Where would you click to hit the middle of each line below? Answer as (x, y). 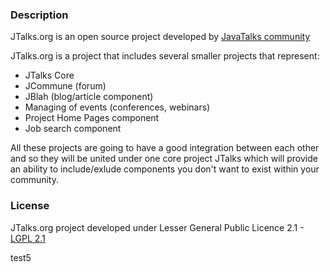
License (30, 206)
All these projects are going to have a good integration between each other (165, 148)
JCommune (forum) (65, 86)
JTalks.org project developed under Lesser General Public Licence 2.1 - (157, 227)
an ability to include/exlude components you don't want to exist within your (165, 169)
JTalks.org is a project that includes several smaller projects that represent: (165, 56)
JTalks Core (49, 75)
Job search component (73, 129)
